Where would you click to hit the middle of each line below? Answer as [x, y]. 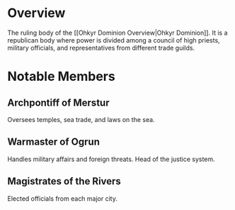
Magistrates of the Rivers [64, 181]
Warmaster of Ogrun [54, 142]
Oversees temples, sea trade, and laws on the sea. [81, 119]
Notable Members [61, 77]
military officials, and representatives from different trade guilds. [101, 48]
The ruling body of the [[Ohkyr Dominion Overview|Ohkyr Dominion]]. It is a [117, 33]
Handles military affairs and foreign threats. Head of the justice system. [111, 159]
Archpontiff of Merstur [58, 103]
